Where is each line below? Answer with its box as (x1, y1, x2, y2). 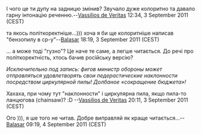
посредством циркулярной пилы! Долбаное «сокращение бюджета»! (6, 78, 187, 85)
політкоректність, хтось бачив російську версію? (6, 54, 134, 61)
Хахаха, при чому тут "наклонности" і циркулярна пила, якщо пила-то (6, 90, 187, 97)
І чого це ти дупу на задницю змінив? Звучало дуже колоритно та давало (6, 5, 196, 12)
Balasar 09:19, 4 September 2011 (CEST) (6, 121, 107, 128)
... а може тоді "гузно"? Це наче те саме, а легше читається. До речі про (6, 47, 194, 55)
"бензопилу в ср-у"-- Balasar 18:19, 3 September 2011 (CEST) (6, 36, 159, 43)
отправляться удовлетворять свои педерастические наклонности (6, 72, 178, 79)
